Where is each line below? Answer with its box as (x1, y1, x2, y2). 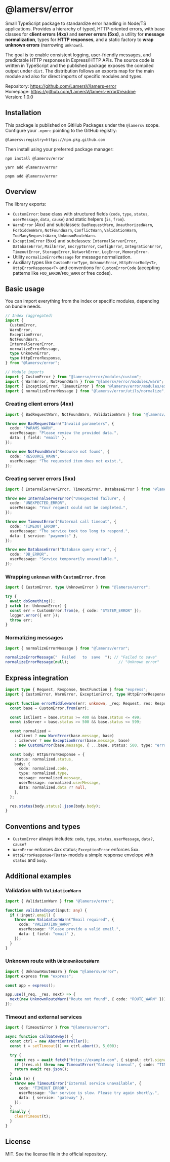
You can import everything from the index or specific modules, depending (5, 298, 159, 304)
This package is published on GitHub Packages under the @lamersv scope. (5, 122, 160, 128)
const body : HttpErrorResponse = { (10, 752, 85, 757)
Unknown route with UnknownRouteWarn (5, 957, 100, 964)
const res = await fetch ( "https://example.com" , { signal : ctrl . (14, 1057, 155, 1063)
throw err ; (10, 618, 33, 623)
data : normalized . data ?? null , (18, 785, 87, 790)
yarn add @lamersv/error (5, 165, 58, 170)
